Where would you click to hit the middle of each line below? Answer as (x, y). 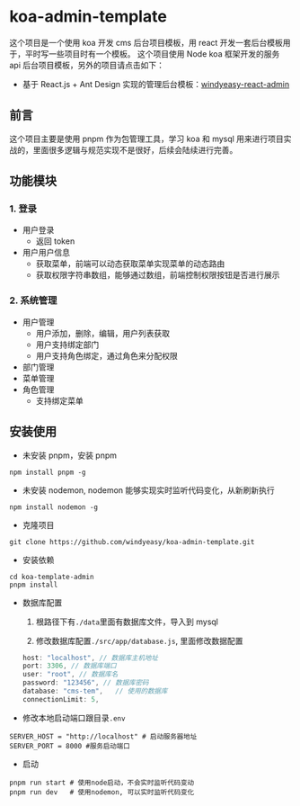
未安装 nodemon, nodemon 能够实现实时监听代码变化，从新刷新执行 (149, 490)
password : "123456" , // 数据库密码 (85, 683)
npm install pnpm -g (48, 472)
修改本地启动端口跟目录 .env (74, 718)
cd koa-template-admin (52, 577)
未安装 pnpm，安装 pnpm (70, 455)
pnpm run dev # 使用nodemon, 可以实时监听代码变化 (102, 792)
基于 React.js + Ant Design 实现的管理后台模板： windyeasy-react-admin (156, 84)
